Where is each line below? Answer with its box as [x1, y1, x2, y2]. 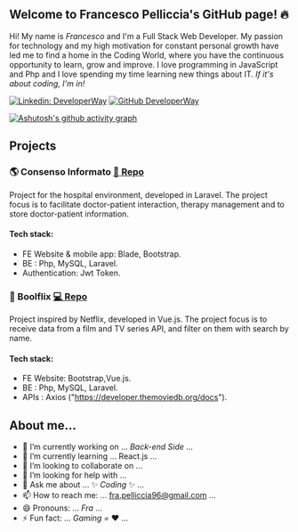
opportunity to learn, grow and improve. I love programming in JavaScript [9, 59, 278, 70]
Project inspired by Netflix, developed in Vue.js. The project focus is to [9, 314, 268, 324]
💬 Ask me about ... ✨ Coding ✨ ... [21, 479, 145, 490]
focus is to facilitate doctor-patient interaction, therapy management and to [9, 199, 285, 209]
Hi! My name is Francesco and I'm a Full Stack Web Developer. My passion [9, 30, 283, 41]
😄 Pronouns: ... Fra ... [21, 503, 102, 513]
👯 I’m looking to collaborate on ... [21, 461, 143, 471]
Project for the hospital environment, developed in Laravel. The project [9, 189, 269, 200]
